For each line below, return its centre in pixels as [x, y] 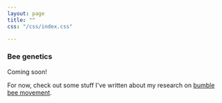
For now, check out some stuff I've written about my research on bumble [111, 85]
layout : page [26, 13]
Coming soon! [27, 72]
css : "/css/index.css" [40, 26]
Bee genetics [30, 57]
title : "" [22, 20]
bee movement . [29, 92]
